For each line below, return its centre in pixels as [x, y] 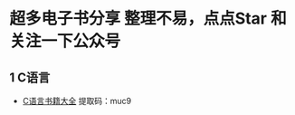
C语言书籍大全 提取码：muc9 [77, 101]
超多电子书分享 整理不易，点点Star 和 [148, 19]
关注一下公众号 [65, 41]
